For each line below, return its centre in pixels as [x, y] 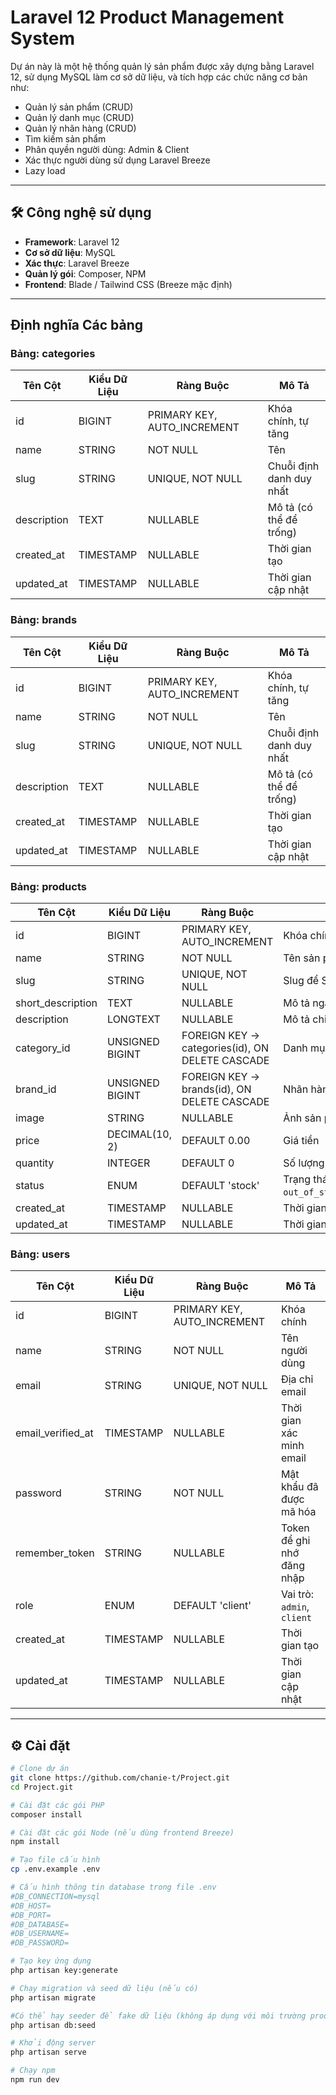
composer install [46, 1814]
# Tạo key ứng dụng [51, 1961]
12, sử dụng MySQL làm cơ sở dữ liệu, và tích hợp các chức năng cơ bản [159, 77]
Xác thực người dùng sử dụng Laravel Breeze [117, 160]
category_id [43, 1048]
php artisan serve [48, 2052]
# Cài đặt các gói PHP [57, 1805]
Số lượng [304, 1163]
